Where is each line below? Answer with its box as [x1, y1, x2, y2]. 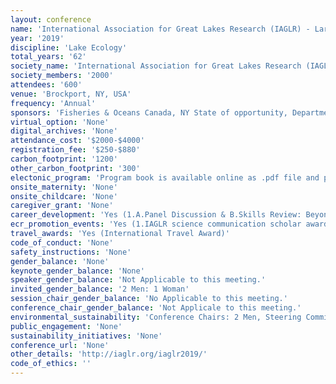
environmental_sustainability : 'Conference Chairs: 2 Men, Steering [10, 312, 302, 322]
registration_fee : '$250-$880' [10, 145, 141, 155]
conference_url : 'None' [10, 340, 110, 350]
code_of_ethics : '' [10, 359, 92, 369]
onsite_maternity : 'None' [10, 182, 118, 192]
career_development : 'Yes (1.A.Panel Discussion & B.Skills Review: [10, 210, 302, 220]
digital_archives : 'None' [10, 126, 118, 136]
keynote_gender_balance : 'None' [10, 266, 145, 276]
